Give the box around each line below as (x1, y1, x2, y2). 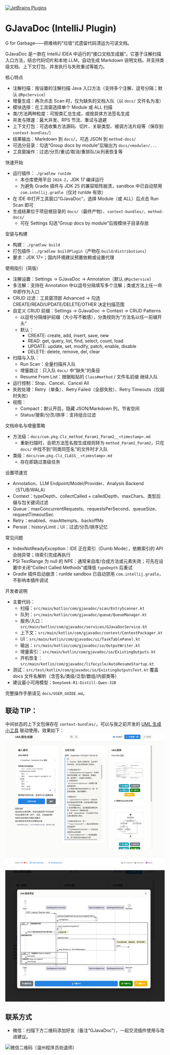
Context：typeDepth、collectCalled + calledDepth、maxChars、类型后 (12, 493, 161, 499)
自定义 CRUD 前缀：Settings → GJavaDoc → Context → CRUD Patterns (12, 307, 161, 313)
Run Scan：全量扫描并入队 (20, 361, 76, 367)
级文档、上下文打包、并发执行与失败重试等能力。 (5, 63, 107, 70)
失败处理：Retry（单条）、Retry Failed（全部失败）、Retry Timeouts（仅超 (12, 386, 165, 392)
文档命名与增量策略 (5, 422, 46, 429)
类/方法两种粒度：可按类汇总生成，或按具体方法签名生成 (12, 110, 130, 116)
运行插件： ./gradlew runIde (12, 170, 72, 176)
